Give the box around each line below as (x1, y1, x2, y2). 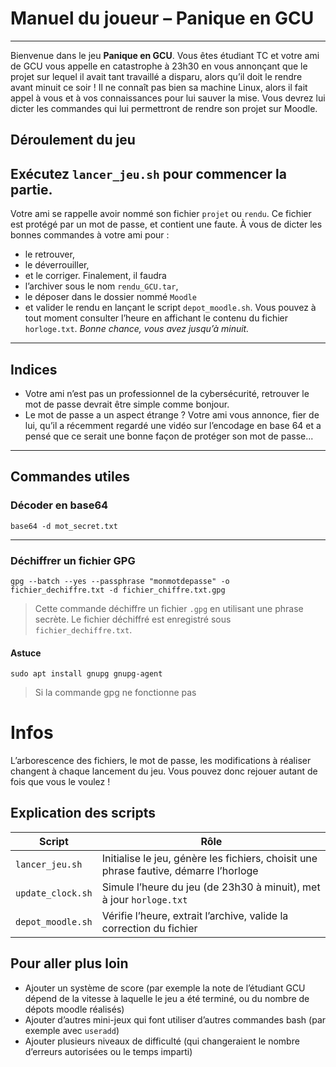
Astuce (10, 647, 42, 659)
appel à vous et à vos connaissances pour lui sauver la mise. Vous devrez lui (10, 92, 326, 104)
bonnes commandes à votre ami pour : (10, 229, 170, 241)
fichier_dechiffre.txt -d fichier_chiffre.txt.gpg (10, 585, 226, 595)
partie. (10, 181, 53, 198)
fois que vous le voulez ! (10, 776, 111, 788)
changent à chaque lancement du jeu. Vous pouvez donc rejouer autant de (10, 765, 318, 777)
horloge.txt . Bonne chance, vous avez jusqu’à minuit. (24, 323, 250, 335)
